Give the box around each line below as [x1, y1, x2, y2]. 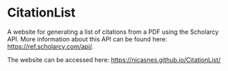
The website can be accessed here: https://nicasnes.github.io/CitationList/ [7, 55, 221, 63]
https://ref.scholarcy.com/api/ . [7, 42, 94, 50]
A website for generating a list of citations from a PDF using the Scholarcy [7, 28, 219, 36]
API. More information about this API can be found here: [7, 34, 168, 43]
